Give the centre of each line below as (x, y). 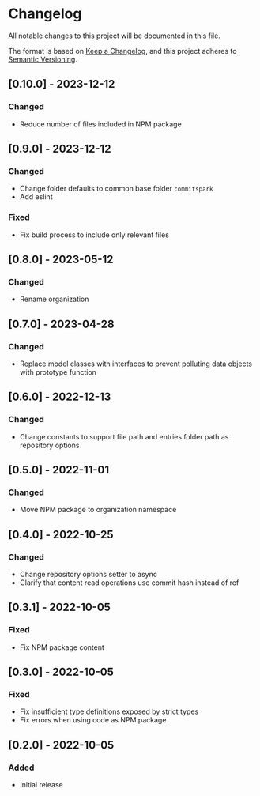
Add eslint (36, 197)
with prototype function (58, 372)
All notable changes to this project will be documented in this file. (115, 36)
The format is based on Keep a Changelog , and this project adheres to (122, 51)
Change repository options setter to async (89, 575)
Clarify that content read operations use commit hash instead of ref (129, 583)
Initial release (41, 785)
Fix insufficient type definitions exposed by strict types (109, 711)
